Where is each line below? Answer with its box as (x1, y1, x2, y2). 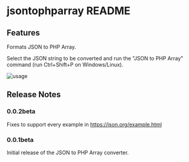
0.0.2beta (6, 108, 36, 116)
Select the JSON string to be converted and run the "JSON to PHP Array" (6, 55, 184, 61)
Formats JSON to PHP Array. (6, 43, 77, 50)
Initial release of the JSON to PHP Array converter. (6, 149, 129, 156)
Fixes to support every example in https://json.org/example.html (6, 121, 163, 128)
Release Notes (6, 90, 61, 100)
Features (6, 28, 40, 38)
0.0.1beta (6, 135, 34, 144)
